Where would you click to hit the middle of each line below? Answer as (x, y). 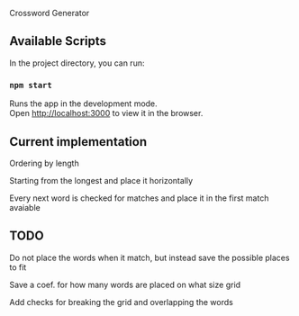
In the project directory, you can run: (77, 63)
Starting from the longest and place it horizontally (101, 180)
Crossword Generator (50, 13)
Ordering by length (44, 163)
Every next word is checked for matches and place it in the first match (139, 198)
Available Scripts (58, 41)
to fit (18, 267)
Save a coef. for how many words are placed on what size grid (125, 284)
